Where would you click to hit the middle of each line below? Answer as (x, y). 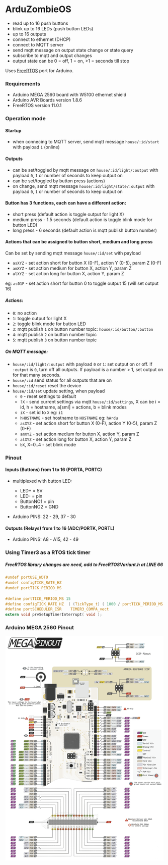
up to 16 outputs (29, 34)
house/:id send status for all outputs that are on (62, 380)
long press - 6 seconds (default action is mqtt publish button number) (85, 230)
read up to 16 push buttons (40, 23)
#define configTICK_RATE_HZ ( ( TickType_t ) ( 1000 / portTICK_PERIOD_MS (84, 604)
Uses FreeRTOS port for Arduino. (39, 70)
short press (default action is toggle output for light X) (68, 214)
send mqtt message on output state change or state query (73, 50)
